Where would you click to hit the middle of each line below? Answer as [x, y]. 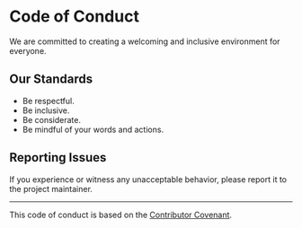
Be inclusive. [46, 110]
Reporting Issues [58, 158]
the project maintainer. [51, 189]
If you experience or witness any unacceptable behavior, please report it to [148, 179]
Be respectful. [48, 101]
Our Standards [51, 79]
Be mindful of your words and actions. [93, 129]
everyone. [28, 50]
